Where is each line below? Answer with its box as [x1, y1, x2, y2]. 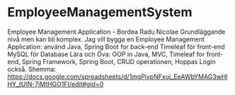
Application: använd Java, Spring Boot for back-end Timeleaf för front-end [7, 42, 225, 51]
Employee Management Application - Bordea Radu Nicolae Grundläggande [7, 27, 226, 36]
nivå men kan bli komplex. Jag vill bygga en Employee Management [7, 34, 205, 43]
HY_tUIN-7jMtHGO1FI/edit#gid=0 [7, 80, 104, 88]
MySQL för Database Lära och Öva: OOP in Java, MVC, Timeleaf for [7, 50, 205, 58]
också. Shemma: [7, 65, 57, 73]
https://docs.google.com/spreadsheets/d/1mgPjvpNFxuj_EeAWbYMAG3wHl [7, 72, 228, 81]
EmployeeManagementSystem [7, 4, 193, 20]
